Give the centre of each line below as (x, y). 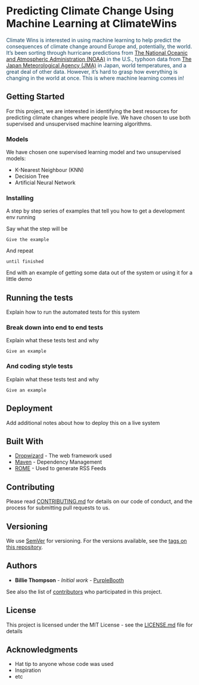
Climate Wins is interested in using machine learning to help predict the (94, 40)
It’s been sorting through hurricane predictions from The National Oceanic (97, 52)
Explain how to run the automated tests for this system (73, 312)
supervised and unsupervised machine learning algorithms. (79, 124)
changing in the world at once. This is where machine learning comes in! (95, 78)
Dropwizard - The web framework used (63, 456)
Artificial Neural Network (45, 183)
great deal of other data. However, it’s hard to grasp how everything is (92, 71)
